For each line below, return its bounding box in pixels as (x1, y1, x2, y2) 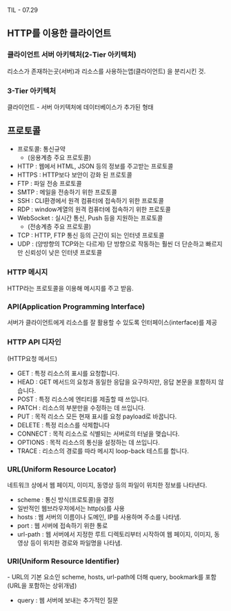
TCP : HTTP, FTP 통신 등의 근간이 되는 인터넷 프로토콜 (17, 231, 165, 239)
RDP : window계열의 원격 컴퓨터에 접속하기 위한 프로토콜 (17, 205, 171, 213)
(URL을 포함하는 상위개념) (7, 581, 77, 590)
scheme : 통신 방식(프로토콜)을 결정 (17, 495, 114, 503)
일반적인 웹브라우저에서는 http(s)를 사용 (17, 504, 125, 512)
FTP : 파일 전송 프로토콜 (17, 179, 82, 187)
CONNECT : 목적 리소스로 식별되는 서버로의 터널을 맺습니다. (17, 429, 180, 438)
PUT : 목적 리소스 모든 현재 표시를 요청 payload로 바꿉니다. (17, 412, 177, 420)
